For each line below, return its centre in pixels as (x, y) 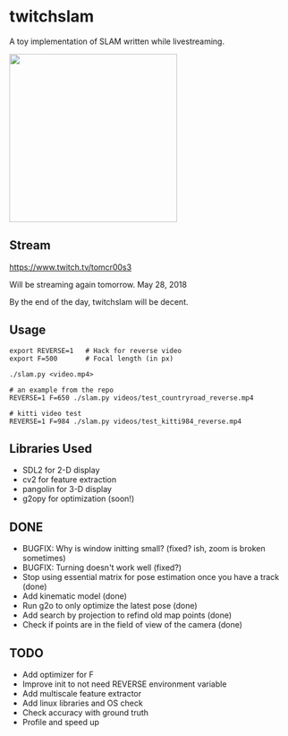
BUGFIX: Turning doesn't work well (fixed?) (102, 567)
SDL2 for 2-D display (61, 470)
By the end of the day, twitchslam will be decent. (99, 301)
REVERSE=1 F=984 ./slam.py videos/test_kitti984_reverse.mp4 (126, 421)
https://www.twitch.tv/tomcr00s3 (71, 267)
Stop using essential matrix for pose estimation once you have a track (151, 577)
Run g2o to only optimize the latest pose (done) (110, 606)
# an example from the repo (62, 390)
